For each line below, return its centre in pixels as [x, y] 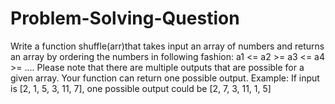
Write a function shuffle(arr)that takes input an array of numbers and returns [167, 46]
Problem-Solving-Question [125, 18]
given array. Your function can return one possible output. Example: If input [165, 78]
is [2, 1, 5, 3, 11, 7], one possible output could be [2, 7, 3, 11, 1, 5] [141, 88]
